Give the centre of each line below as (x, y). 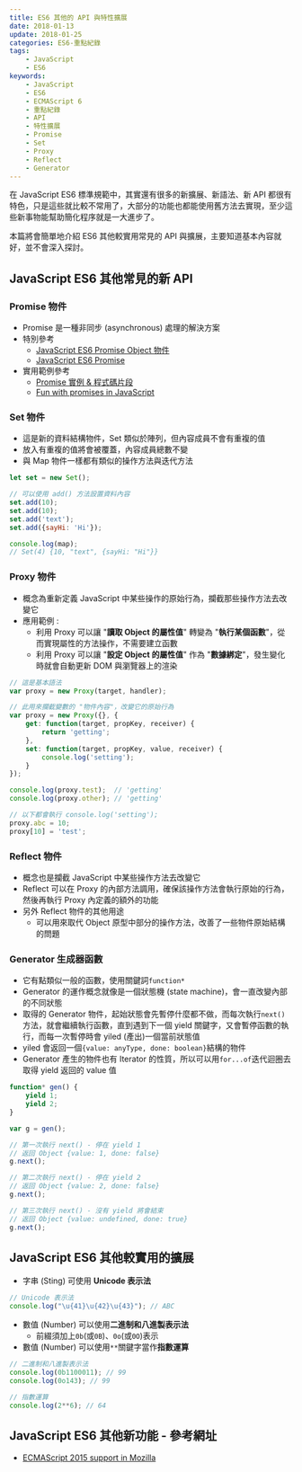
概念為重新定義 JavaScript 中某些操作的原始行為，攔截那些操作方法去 (151, 598)
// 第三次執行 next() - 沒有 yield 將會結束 (86, 1210)
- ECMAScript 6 (54, 101)
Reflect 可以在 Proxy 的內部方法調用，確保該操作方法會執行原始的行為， (155, 888)
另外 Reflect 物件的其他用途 (73, 911)
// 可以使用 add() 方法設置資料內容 (70, 494)
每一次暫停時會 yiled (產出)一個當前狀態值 (123, 1037)
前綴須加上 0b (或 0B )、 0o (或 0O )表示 (97, 1336)
